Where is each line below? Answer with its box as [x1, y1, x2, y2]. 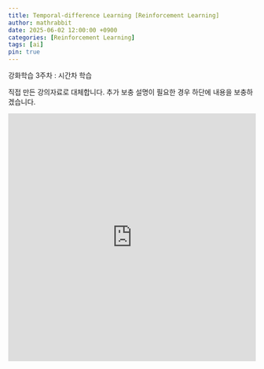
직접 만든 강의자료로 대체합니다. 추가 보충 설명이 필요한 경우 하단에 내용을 [8, 87, 233, 97]
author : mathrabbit [8, 19, 72, 27]
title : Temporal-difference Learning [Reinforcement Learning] [8, 11, 220, 20]
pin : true [8, 48, 41, 56]
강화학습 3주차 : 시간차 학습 [8, 71, 93, 79]
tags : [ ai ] [8, 41, 44, 49]
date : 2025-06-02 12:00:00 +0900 [8, 26, 118, 34]
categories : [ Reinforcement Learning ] [8, 33, 135, 42]
